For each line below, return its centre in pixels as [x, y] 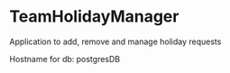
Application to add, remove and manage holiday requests [115, 41]
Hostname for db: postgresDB [64, 59]
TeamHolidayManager [94, 17]
